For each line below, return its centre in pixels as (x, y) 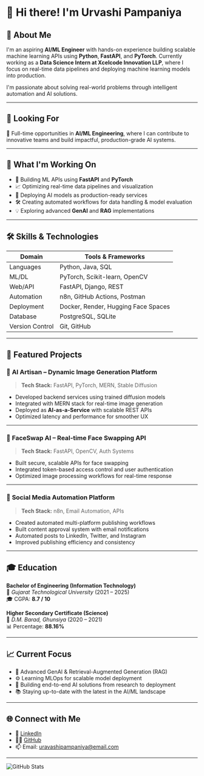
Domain (32, 257)
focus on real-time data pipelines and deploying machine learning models (98, 69)
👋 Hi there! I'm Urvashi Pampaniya (94, 12)
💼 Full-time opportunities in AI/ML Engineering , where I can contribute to (98, 133)
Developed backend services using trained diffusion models (90, 397)
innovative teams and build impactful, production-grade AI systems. (91, 140)
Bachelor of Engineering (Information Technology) (71, 585)
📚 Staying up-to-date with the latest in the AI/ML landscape (90, 692)
